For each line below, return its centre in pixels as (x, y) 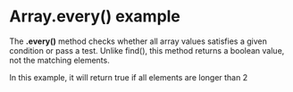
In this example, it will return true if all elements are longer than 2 (129, 77)
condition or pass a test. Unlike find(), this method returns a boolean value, (147, 50)
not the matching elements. (59, 60)
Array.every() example (95, 17)
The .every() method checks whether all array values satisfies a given (138, 41)
